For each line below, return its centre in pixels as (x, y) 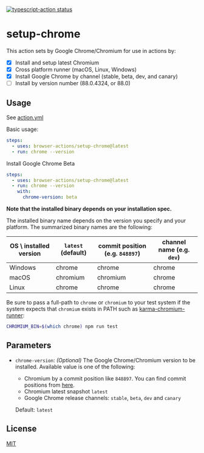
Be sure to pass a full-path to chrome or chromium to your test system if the (98, 302)
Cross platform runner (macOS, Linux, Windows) (76, 69)
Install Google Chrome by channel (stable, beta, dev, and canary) (96, 77)
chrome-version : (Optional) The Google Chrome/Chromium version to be (105, 360)
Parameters (29, 346)
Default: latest (34, 409)
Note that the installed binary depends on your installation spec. (89, 209)
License (22, 429)
